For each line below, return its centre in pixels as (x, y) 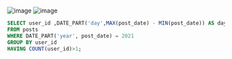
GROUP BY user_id (32, 42)
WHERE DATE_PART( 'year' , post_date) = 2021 (71, 36)
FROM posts (23, 29)
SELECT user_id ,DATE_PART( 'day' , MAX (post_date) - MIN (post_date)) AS (111, 23)
